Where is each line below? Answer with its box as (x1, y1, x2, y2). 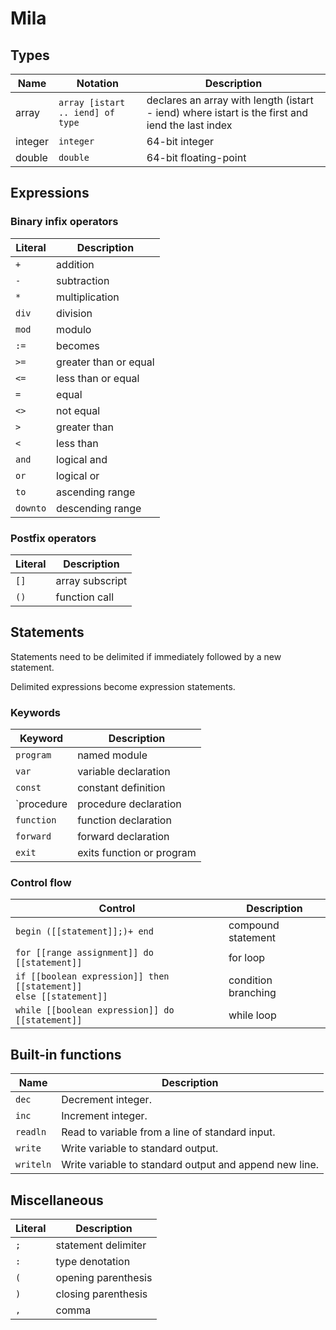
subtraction (56, 273, 110, 287)
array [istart (58, 97, 126, 108)
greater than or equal (56, 355, 155, 369)
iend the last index (146, 118, 233, 132)
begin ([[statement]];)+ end (15, 926, 154, 937)
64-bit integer (146, 135, 215, 148)
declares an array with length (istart (146, 93, 314, 107)
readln (15, 1127, 47, 1138)
